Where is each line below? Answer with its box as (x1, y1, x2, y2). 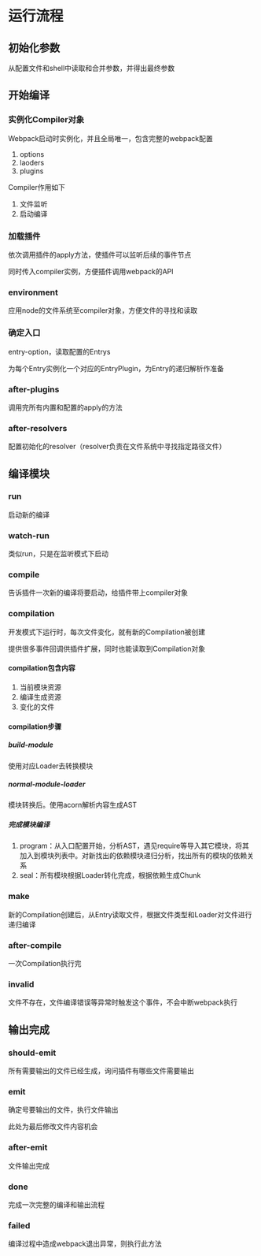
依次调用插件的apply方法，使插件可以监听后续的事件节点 (8, 250, 192, 259)
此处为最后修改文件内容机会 (8, 1122, 98, 1132)
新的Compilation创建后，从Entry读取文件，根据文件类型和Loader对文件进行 (8, 909, 252, 919)
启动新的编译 (8, 510, 50, 519)
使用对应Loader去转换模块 (8, 761, 94, 771)
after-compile (8, 939, 62, 950)
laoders (19, 158, 45, 167)
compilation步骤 (8, 722, 62, 731)
